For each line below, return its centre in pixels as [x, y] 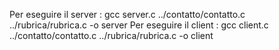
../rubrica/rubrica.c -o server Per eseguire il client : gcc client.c [139, 25]
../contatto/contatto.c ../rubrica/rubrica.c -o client [111, 35]
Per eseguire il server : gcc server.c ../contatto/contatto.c [127, 14]
